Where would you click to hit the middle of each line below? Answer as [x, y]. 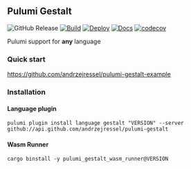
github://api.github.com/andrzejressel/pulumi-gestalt [88, 129]
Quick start [27, 59]
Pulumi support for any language [54, 41]
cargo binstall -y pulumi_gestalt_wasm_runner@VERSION [88, 159]
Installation [27, 92]
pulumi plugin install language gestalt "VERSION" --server [96, 123]
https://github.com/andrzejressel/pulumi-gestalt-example [89, 74]
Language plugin [32, 108]
